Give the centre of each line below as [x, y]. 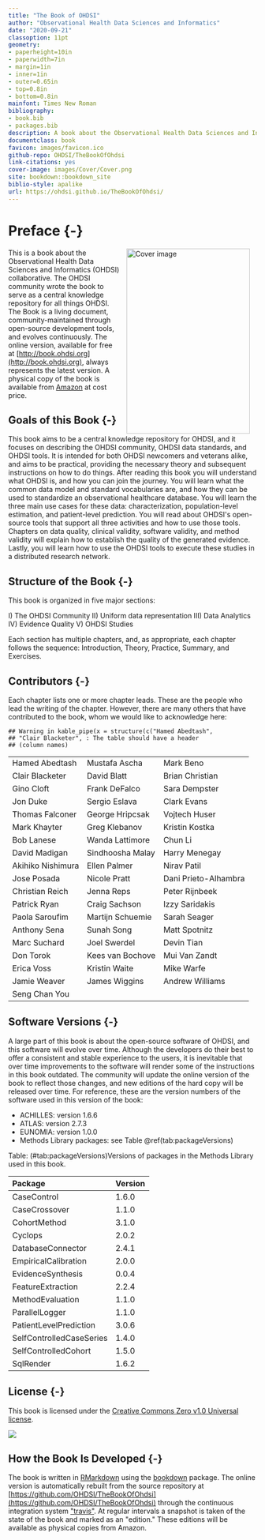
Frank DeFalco [113, 789]
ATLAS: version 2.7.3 [53, 1123]
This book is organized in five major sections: [82, 600]
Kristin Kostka [188, 827]
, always [95, 362]
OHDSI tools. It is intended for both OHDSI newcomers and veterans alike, [128, 456]
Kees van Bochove [121, 955]
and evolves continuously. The [58, 336]
